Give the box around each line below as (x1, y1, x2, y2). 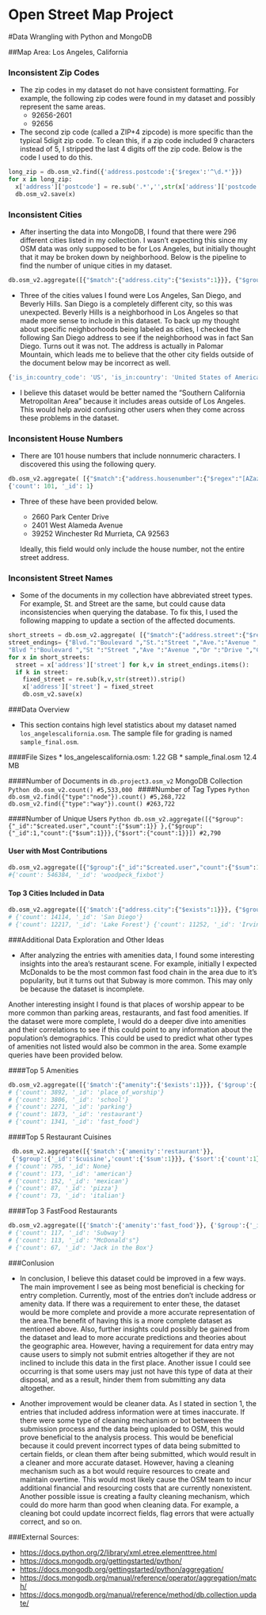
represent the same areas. (19, 102, 106, 112)
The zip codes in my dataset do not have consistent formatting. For (19, 85, 239, 95)
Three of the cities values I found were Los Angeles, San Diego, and (19, 290, 241, 299)
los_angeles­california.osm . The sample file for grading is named (19, 728, 233, 738)
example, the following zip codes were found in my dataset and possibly (19, 94, 256, 103)
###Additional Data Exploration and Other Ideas (8, 935, 165, 945)
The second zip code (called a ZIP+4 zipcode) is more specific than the (19, 127, 253, 137)
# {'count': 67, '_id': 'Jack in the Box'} (8, 1243, 154, 1252)
